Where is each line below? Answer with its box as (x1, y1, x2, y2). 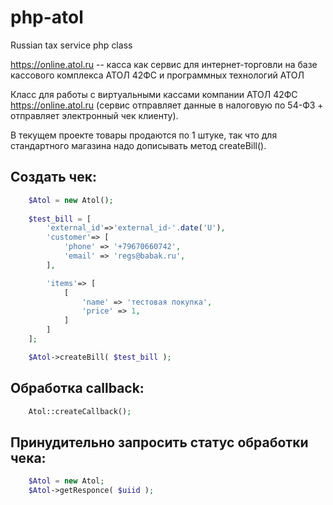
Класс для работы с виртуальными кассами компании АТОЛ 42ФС (10, 88, 298, 100)
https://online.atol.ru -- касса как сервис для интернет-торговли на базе (10, 58, 318, 70)
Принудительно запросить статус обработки (10, 434, 309, 451)
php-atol (10, 6, 84, 29)
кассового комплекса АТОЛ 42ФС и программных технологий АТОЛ (10, 69, 305, 81)
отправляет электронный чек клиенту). (10, 109, 179, 121)
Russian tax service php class (10, 39, 133, 51)
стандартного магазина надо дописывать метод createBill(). (10, 139, 267, 151)
